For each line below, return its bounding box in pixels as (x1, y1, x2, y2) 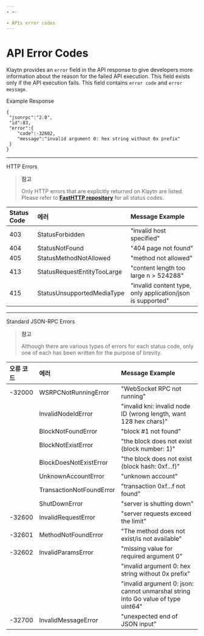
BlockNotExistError (39, 441, 93, 450)
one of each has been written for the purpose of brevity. (21, 349, 162, 356)
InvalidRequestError (39, 513, 96, 521)
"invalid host (130, 227, 166, 235)
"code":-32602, (17, 130, 56, 137)
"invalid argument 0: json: (121, 579, 194, 588)
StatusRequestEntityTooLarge (37, 267, 123, 276)
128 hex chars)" (121, 417, 168, 426)
